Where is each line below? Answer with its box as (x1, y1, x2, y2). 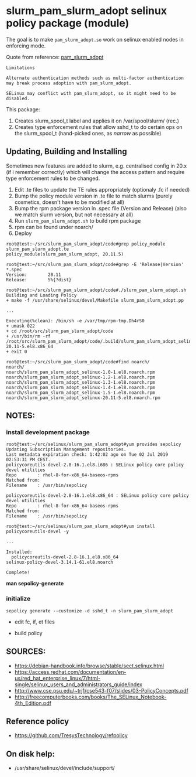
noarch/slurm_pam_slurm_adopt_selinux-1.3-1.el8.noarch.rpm (6, 379, 156, 385)
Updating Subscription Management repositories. (6, 447, 127, 452)
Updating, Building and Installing (6, 146, 127, 156)
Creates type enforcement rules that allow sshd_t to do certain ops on (14, 123, 183, 130)
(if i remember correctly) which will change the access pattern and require (6, 168, 185, 175)
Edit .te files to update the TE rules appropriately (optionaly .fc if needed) (14, 186, 190, 193)
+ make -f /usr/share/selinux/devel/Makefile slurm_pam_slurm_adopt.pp (6, 297, 184, 303)
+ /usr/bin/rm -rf (6, 333, 51, 339)
